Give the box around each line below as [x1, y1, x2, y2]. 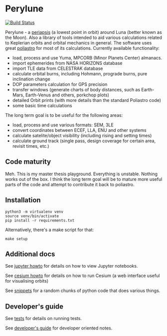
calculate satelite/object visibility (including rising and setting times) [12, 132, 152, 138]
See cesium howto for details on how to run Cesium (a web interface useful [5, 273, 160, 279]
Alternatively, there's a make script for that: [5, 227, 94, 233]
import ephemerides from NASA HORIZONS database [12, 60, 123, 66]
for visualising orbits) [5, 278, 49, 284]
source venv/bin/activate [5, 213, 59, 219]
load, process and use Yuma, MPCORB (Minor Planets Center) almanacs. [12, 54, 163, 60]
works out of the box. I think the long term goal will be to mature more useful [5, 176, 163, 182]
